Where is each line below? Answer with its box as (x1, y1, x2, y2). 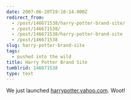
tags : (6, 48, 20, 54)
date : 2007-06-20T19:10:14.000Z (6, 8, 88, 15)
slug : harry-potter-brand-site (6, 43, 85, 49)
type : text (6, 70, 34, 77)
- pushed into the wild (11, 54, 71, 60)
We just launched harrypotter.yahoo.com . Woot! (6, 87, 126, 94)
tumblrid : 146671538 (6, 64, 59, 71)
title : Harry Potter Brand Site (6, 59, 88, 65)
